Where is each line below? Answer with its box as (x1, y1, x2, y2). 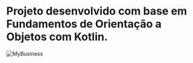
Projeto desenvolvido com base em (6, 4, 188, 18)
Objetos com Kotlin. (6, 30, 108, 44)
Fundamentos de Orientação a (6, 17, 162, 31)
